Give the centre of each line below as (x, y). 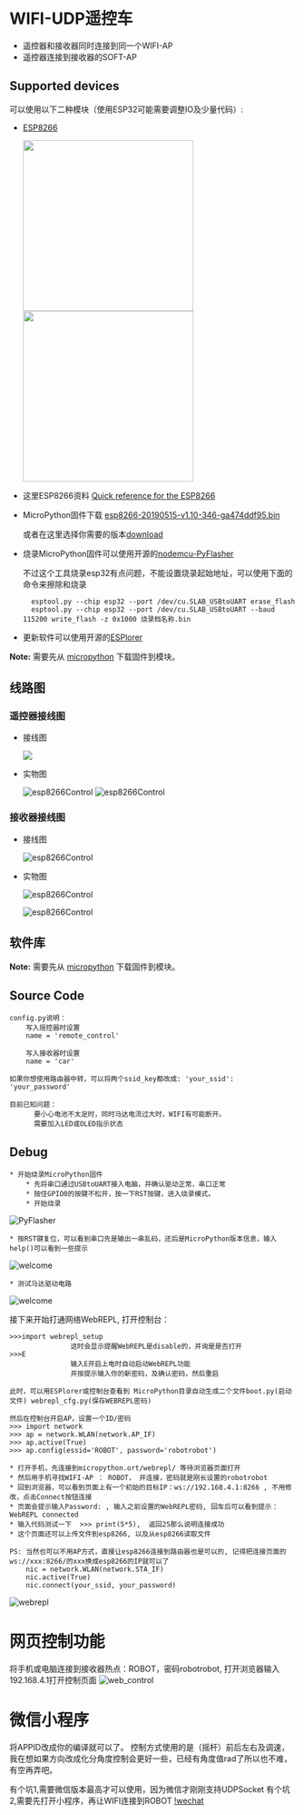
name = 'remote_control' (73, 1036)
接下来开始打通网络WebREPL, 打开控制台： (90, 1320)
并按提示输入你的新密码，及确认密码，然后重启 (145, 1374)
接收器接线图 (38, 817)
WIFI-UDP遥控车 (71, 19)
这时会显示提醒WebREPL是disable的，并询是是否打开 (156, 1347)
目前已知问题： (33, 1105)
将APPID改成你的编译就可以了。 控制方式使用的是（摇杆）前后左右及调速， (150, 1748)
